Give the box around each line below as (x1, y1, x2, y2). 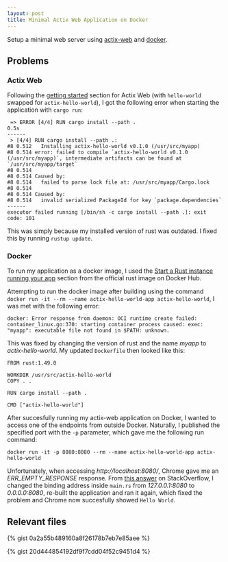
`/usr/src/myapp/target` (7, 161, 78, 168)
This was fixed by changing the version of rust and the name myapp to (7, 339, 207, 347)
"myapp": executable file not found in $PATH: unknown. (7, 327, 170, 334)
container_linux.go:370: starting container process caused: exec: (7, 321, 204, 328)
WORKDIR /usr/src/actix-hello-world (7, 371, 112, 379)
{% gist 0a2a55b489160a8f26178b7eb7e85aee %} (7, 534, 151, 542)
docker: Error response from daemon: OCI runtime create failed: (7, 315, 197, 322)
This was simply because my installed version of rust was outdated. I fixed (7, 227, 217, 235)
